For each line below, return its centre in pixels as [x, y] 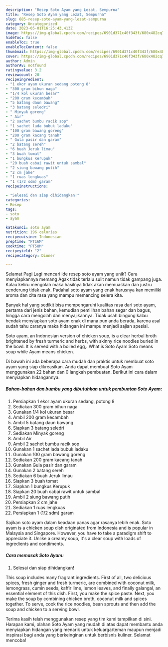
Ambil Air [22, 439]
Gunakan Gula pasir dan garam [45, 465]
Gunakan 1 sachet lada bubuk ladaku [51, 449]
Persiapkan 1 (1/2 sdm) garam [43, 513]
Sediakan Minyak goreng [38, 433]
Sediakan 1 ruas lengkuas [39, 508]
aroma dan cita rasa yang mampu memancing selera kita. [65, 295]
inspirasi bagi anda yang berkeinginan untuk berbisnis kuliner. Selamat [78, 635]
